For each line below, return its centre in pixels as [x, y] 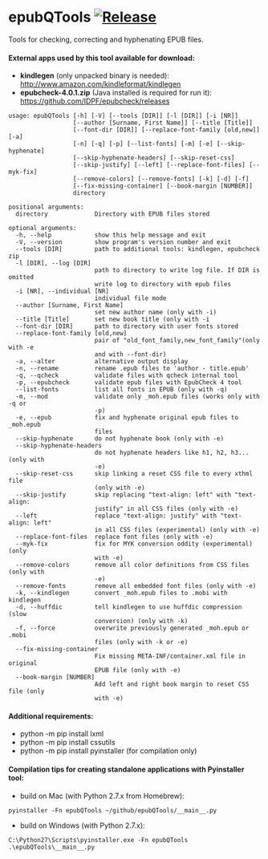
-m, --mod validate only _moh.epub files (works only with [138, 397]
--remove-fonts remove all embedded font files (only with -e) [136, 586]
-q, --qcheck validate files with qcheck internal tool [127, 376]
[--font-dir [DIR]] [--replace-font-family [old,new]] [166, 130]
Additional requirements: [51, 716]
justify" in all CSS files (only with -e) [166, 509]
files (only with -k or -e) [141, 642]
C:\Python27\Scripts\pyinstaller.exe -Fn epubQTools [98, 840]
